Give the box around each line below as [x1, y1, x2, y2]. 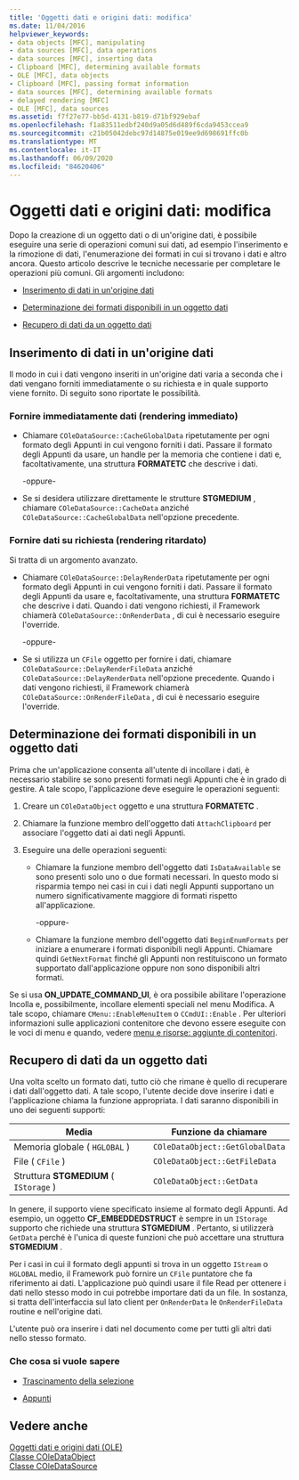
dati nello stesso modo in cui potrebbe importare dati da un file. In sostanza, [9, 1288, 288, 1298]
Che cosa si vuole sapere [9, 1355, 120, 1368]
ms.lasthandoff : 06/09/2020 [9, 153, 114, 163]
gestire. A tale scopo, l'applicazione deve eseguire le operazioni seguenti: [9, 783, 280, 793]
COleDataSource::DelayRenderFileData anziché [21, 663, 193, 673]
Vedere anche [9, 1419, 89, 1434]
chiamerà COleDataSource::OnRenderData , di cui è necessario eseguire [21, 609, 280, 620]
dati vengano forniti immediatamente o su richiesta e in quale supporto [9, 378, 269, 389]
